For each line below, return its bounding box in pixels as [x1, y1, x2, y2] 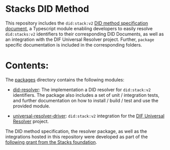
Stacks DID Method [5, 3, 89, 15]
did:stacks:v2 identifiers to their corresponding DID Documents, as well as [5, 31, 164, 37]
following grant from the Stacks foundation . [5, 139, 98, 145]
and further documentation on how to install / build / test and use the [12, 97, 159, 103]
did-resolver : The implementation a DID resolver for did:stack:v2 [12, 87, 151, 93]
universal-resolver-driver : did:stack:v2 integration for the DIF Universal [12, 113, 165, 119]
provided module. [12, 103, 50, 109]
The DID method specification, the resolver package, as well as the [5, 128, 147, 134]
